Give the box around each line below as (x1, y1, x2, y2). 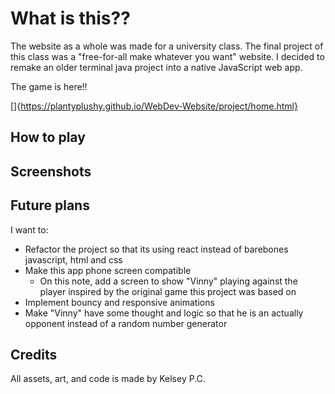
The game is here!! (10, 80, 88, 92)
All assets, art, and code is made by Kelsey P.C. (10, 373, 206, 385)
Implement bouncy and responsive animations (24, 296, 215, 308)
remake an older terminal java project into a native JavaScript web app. (10, 61, 303, 73)
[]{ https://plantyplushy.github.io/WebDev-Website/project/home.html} (10, 100, 298, 112)
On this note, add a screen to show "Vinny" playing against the (39, 275, 298, 287)
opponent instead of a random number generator (24, 317, 228, 329)
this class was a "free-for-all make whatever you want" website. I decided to (10, 50, 325, 62)
